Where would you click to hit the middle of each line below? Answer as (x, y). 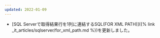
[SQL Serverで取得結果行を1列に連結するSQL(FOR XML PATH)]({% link (83, 24)
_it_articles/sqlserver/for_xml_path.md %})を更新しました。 (72, 30)
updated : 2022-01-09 (26, 9)
